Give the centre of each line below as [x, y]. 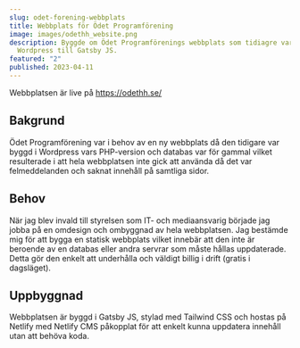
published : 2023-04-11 [51, 68]
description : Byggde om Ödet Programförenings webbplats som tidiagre [143, 42]
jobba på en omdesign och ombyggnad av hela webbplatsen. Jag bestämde [149, 229]
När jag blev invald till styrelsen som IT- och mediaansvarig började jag [140, 220]
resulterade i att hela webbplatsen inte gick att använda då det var [131, 161]
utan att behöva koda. [49, 336]
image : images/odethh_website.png [74, 34]
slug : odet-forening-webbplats [67, 17]
